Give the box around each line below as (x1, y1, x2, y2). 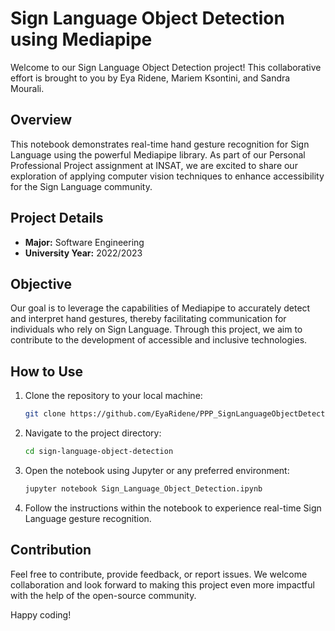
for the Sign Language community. (10, 180, 153, 192)
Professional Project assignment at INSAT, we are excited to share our (10, 159, 298, 171)
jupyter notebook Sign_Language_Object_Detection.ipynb (24, 483, 263, 494)
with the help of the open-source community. (10, 589, 197, 601)
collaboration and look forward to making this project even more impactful (10, 578, 315, 591)
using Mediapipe (10, 28, 153, 51)
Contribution (10, 542, 92, 559)
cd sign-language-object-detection (24, 447, 174, 457)
